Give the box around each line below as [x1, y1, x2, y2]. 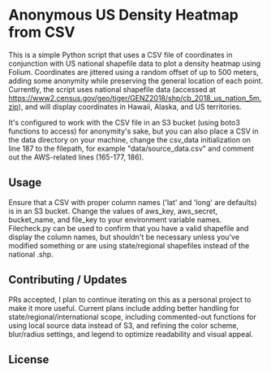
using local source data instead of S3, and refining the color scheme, [8, 320, 239, 330]
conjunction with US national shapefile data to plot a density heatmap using [8, 59, 261, 68]
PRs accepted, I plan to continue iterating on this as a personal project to [8, 295, 252, 304]
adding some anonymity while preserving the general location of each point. [8, 76, 264, 85]
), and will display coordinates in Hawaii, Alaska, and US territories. [18, 102, 242, 112]
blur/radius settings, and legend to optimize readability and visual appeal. [8, 329, 254, 339]
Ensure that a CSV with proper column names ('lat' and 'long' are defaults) [8, 197, 257, 207]
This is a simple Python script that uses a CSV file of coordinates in [8, 50, 233, 59]
